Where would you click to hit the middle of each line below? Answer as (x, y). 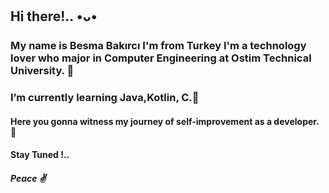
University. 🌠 (42, 71)
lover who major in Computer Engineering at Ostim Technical (161, 58)
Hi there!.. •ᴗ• (54, 16)
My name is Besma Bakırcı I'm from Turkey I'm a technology (158, 46)
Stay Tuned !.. (40, 155)
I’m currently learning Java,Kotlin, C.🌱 (105, 98)
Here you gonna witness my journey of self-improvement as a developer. (165, 121)
